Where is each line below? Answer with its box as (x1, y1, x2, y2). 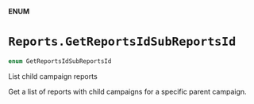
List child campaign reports (8, 71, 98, 81)
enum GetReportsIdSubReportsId (8, 57, 112, 65)
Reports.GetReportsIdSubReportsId (8, 35, 237, 50)
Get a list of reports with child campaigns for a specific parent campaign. (8, 87, 248, 96)
